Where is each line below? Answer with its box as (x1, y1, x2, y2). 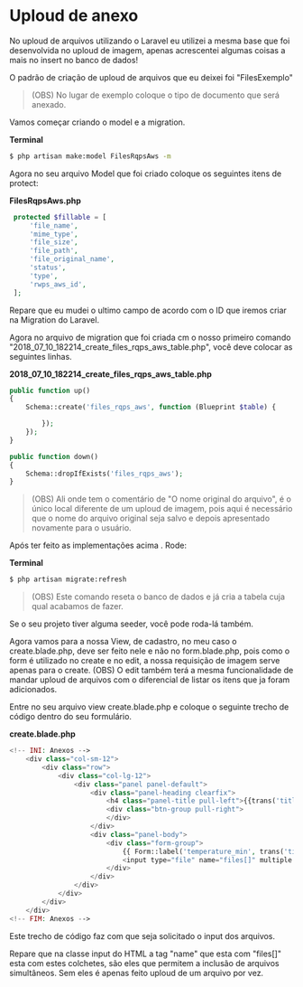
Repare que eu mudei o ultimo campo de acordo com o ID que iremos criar (9, 305, 287, 315)
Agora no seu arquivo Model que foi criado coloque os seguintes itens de (9, 168, 282, 179)
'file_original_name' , (29, 255, 115, 264)
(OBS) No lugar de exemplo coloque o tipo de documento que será (31, 89, 280, 100)
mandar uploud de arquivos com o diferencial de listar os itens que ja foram (9, 674, 290, 685)
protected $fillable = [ (13, 212, 106, 221)
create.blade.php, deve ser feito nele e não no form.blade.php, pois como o (9, 645, 290, 656)
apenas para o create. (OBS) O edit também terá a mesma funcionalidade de (9, 665, 294, 676)
